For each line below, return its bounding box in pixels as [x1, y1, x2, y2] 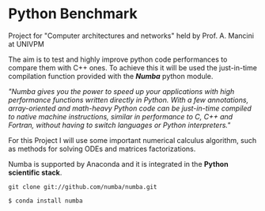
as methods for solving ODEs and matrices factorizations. [8, 144, 196, 153]
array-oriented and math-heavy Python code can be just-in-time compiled [8, 104, 252, 113]
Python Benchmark [8, 5, 138, 23]
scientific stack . [8, 168, 62, 177]
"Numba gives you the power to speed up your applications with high [8, 86, 235, 96]
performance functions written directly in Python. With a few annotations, [8, 95, 249, 104]
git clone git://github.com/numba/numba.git [8, 183, 157, 190]
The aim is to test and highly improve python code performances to [8, 55, 228, 64]
